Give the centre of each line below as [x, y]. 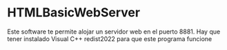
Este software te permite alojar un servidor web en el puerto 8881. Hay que [114, 32]
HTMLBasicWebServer [73, 13]
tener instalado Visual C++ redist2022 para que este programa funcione [110, 38]
